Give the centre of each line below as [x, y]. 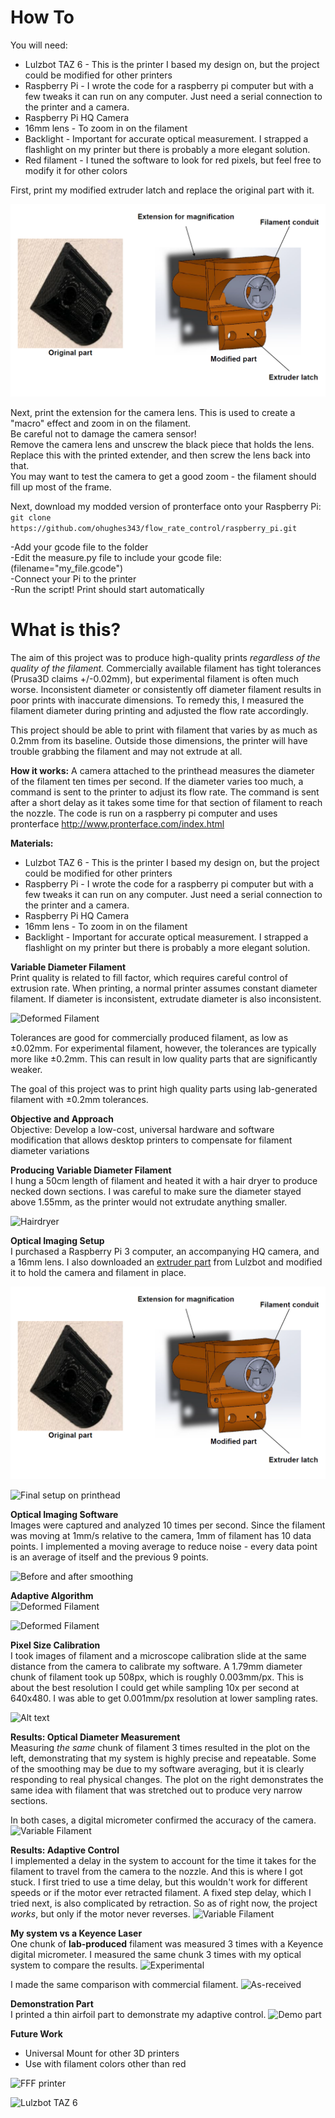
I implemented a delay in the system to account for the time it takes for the [163, 1861]
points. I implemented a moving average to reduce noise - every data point [164, 1547]
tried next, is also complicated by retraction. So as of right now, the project [164, 1903]
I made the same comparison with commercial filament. [124, 1985]
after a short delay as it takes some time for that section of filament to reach [166, 802]
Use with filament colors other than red [105, 2064]
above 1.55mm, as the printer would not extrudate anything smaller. [149, 1202]
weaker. [26, 1069]
